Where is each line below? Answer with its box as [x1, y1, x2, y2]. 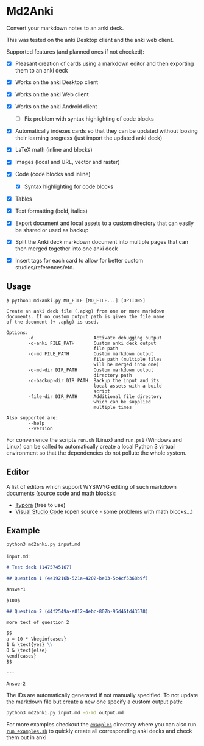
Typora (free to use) [15, 501, 66, 508]
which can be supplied [93, 399, 151, 405]
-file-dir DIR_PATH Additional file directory [28, 393, 163, 400]
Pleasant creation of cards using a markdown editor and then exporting [15, 60, 194, 67]
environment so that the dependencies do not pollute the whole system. [6, 449, 187, 456]
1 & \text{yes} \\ [6, 642, 53, 648]
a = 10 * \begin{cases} [6, 636, 67, 642]
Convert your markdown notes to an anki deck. [6, 24, 124, 32]
